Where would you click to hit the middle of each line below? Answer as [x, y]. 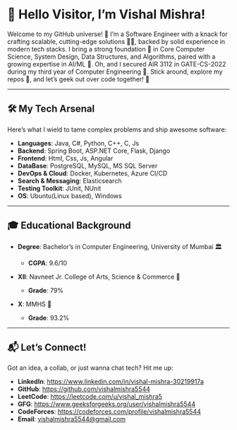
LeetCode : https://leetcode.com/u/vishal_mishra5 [90, 397]
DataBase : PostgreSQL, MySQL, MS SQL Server [87, 165]
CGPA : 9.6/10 [48, 263]
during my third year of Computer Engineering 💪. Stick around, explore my [115, 71]
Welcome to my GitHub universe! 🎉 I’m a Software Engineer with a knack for [117, 34]
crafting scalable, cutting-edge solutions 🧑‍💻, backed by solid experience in [116, 41]
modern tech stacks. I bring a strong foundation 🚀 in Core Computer [106, 49]
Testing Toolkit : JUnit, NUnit [59, 188]
